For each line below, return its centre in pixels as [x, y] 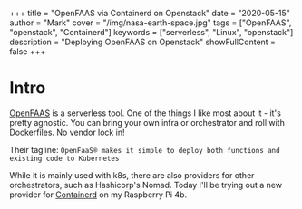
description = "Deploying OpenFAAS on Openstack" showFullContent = [143, 42]
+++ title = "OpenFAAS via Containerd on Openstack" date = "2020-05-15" [150, 13]
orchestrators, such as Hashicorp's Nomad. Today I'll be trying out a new [146, 185]
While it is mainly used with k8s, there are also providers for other [132, 175]
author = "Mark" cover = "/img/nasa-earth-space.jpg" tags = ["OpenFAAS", [151, 23]
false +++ [28, 52]
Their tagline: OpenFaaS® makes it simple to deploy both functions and [145, 149]
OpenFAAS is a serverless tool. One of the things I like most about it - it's [145, 113]
